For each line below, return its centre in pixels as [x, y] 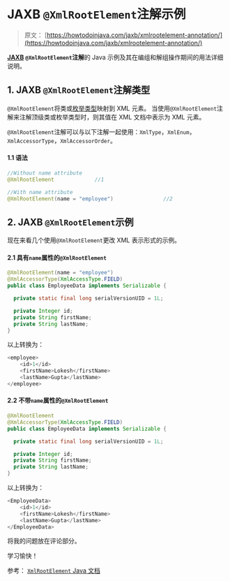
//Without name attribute [45, 173]
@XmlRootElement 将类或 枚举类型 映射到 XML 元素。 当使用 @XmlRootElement [112, 108]
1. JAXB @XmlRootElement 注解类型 [79, 90]
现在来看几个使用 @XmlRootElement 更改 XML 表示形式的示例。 [94, 240]
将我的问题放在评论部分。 [44, 541]
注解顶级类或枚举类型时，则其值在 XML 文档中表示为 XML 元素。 [112, 117]
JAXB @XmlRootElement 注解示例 [97, 14]
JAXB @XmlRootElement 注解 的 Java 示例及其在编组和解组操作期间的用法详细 [115, 57]
